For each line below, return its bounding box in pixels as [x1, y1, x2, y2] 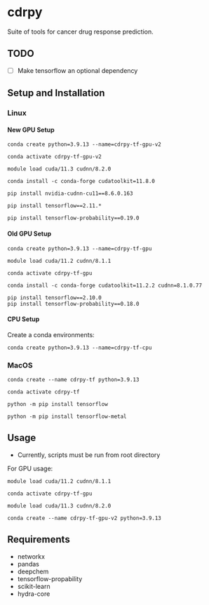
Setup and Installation [7, 87, 105, 99]
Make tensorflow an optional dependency [17, 66, 138, 74]
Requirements [7, 533, 70, 545]
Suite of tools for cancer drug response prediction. [7, 27, 154, 36]
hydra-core [17, 590, 50, 598]
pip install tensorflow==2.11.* [7, 203, 102, 210]
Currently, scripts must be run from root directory [17, 450, 161, 459]
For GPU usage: [7, 464, 53, 473]
